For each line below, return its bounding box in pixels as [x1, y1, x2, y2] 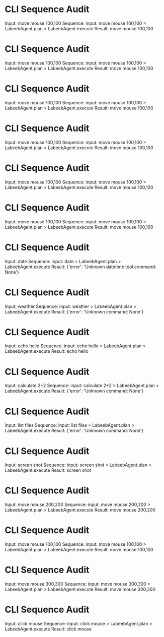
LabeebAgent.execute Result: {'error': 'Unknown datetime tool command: [5, 264, 156, 270]
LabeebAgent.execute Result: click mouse [5, 626, 92, 632]
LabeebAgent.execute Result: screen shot [5, 467, 92, 473]
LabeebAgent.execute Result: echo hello [5, 348, 89, 354]
